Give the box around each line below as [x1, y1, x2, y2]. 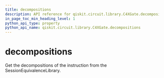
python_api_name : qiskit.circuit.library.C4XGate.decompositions [5, 25, 141, 30]
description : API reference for [5, 12, 71, 17]
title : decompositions [5, 7, 51, 12]
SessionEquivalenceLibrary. [5, 68, 61, 74]
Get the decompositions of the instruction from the [5, 62, 107, 68]
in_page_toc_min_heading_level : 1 [5, 16, 76, 21]
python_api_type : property [5, 20, 60, 26]
